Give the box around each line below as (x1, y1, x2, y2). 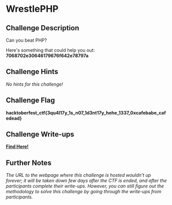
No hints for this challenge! (6, 81, 63, 87)
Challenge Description (6, 24, 79, 32)
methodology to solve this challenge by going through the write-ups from (6, 189, 162, 195)
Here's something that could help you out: (6, 47, 95, 53)
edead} (6, 115, 22, 121)
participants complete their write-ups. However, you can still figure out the (6, 183, 164, 189)
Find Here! (6, 143, 29, 150)
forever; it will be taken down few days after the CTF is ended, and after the (6, 178, 167, 184)
